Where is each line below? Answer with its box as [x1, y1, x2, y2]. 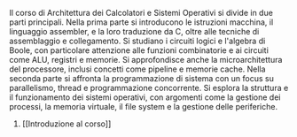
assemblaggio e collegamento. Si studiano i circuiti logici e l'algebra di [9, 35, 266, 46]
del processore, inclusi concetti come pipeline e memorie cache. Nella [9, 64, 266, 74]
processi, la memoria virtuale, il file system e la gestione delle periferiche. [9, 102, 277, 111]
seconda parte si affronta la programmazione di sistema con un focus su [9, 73, 275, 83]
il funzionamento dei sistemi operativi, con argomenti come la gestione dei [9, 92, 281, 103]
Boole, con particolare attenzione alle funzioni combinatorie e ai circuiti [9, 45, 269, 56]
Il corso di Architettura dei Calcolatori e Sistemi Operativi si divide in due [9, 8, 273, 18]
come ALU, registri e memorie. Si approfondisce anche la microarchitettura [9, 55, 283, 65]
